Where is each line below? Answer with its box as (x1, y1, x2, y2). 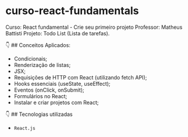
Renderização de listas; (13, 61, 71, 68)
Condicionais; (13, 55, 47, 62)
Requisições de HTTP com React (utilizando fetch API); (13, 73, 147, 81)
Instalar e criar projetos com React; (13, 99, 99, 106)
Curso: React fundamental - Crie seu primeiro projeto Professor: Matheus (5, 24, 183, 31)
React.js (13, 125, 36, 131)
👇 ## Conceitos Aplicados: (5, 41, 71, 48)
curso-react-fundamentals (5, 4, 139, 18)
